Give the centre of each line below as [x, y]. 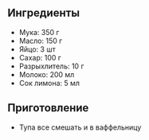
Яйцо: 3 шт [37, 49]
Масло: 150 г [41, 41]
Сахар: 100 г [40, 57]
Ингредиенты [44, 13]
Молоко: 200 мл [47, 74]
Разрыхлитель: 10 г [51, 66]
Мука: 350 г [39, 32]
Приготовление [48, 108]
